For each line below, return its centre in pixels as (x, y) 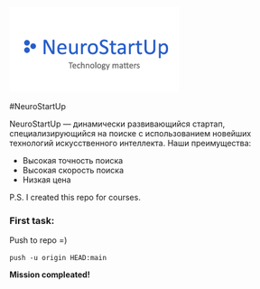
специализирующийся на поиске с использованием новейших (130, 133)
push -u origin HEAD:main (58, 258)
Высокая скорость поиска (73, 170)
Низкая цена (46, 180)
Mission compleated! (50, 275)
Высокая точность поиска (73, 160)
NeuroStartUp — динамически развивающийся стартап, (117, 124)
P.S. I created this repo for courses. (75, 197)
